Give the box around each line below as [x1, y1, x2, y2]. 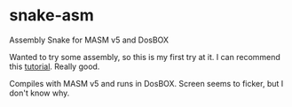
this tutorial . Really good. [9, 61, 100, 72]
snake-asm [9, 5, 95, 26]
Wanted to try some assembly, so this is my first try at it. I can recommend [9, 51, 281, 62]
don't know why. [9, 88, 70, 98]
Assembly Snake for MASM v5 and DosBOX [9, 34, 170, 45]
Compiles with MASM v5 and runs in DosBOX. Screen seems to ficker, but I [9, 78, 284, 88]
